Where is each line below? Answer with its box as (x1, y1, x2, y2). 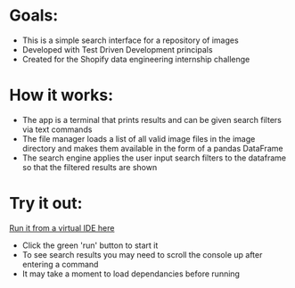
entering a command (21, 259, 99, 269)
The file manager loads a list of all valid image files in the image (21, 133, 256, 144)
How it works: (9, 86, 114, 105)
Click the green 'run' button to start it (21, 240, 159, 251)
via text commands (21, 124, 93, 135)
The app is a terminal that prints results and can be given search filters (21, 114, 283, 125)
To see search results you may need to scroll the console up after (21, 249, 263, 259)
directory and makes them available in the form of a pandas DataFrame (21, 143, 283, 153)
